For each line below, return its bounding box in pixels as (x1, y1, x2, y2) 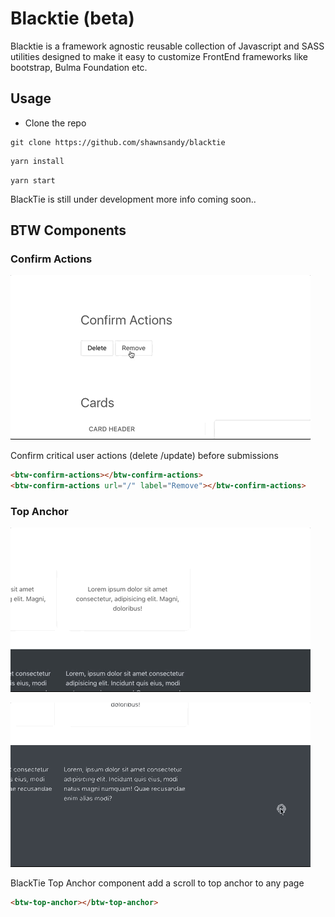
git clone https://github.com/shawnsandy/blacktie (10, 137, 226, 147)
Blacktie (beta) (10, 7, 135, 30)
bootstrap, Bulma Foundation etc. (10, 61, 148, 73)
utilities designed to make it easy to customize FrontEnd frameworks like (10, 50, 308, 62)
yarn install (10, 156, 65, 166)
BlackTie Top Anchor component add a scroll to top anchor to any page (10, 877, 305, 889)
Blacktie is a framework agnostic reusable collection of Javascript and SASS (10, 40, 325, 52)
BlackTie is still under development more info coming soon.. (10, 193, 257, 205)
